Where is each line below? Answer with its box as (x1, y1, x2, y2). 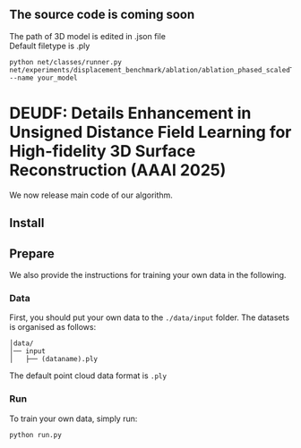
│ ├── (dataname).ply (9, 355, 99, 364)
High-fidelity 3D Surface (9, 141, 196, 161)
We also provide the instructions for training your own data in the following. (9, 269, 287, 280)
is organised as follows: (9, 322, 97, 333)
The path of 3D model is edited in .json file (9, 30, 166, 41)
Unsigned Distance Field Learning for (9, 123, 292, 142)
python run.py (9, 430, 63, 439)
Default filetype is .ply (9, 40, 90, 51)
